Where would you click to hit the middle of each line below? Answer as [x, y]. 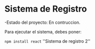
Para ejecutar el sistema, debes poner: [43, 32]
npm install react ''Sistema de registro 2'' [47, 41]
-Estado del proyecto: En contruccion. [42, 22]
